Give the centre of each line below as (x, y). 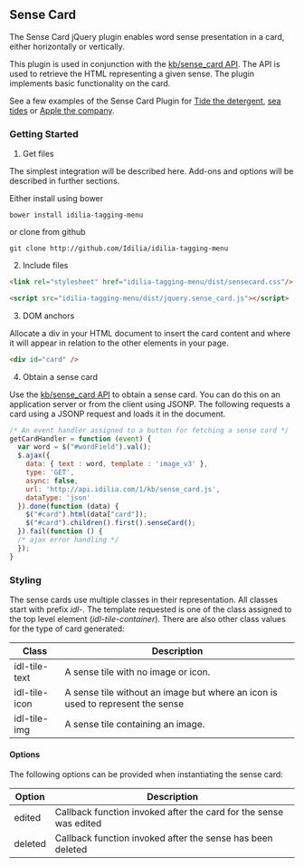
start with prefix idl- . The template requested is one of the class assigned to (151, 609)
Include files (45, 266)
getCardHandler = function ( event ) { (81, 439)
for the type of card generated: (67, 628)
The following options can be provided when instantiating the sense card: (146, 774)
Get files (38, 154)
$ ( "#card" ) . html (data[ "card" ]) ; (86, 515)
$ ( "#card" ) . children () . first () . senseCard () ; (111, 523)
